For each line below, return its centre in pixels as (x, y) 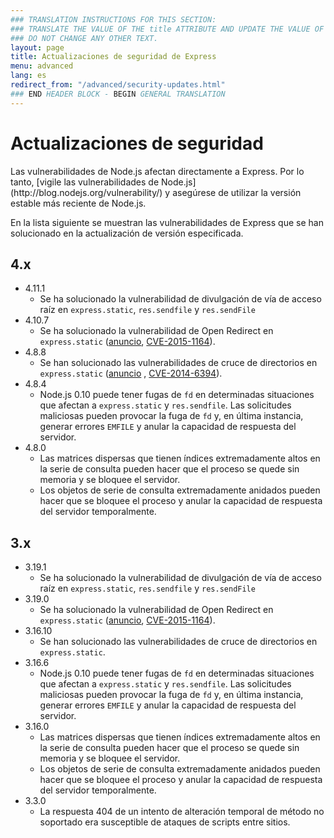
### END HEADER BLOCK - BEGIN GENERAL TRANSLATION (118, 94)
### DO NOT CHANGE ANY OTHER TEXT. (84, 38)
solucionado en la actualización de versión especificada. (127, 233)
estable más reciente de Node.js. (78, 203)
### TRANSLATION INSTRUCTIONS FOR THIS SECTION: (113, 19)
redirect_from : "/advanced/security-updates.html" (118, 85)
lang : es (28, 76)
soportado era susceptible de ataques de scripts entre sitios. (165, 822)
